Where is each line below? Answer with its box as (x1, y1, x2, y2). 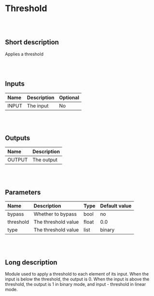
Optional (59, 94, 80, 101)
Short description (5, 38, 59, 47)
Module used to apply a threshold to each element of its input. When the (5, 271, 149, 277)
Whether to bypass (33, 211, 77, 217)
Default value (100, 202, 132, 209)
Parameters (5, 188, 41, 197)
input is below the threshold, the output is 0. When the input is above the (5, 276, 150, 282)
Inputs (5, 80, 25, 88)
